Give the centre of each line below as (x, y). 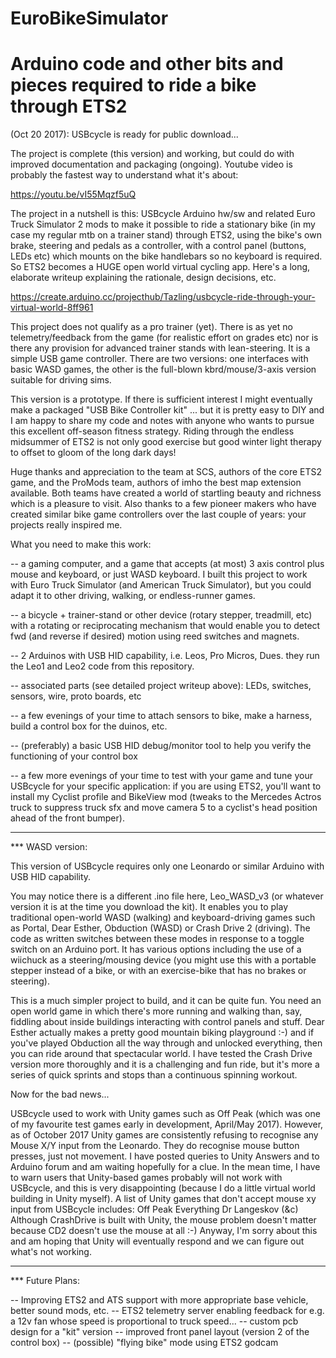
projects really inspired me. (66, 525)
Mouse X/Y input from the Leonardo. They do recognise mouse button (155, 1146)
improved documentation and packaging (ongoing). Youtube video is (151, 164)
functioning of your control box (74, 756)
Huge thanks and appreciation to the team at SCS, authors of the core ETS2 (166, 472)
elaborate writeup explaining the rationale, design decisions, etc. (143, 278)
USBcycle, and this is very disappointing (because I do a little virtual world (163, 1188)
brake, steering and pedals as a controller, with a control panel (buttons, (158, 246)
